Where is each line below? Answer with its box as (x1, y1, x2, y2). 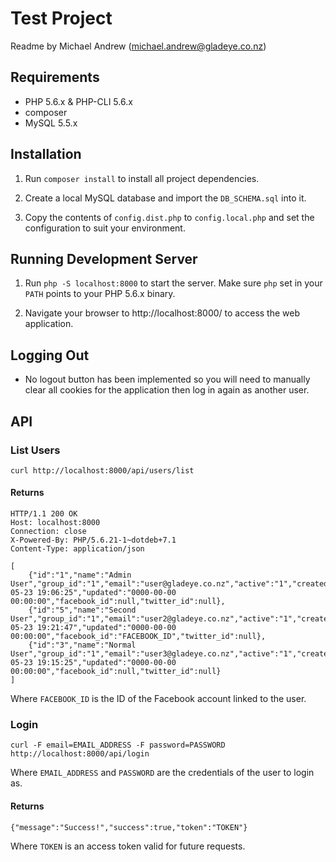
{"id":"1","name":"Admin (28, 570, 132, 581)
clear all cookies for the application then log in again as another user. (24, 384, 310, 396)
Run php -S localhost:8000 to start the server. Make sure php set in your (24, 277, 323, 289)
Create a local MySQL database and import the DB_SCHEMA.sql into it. (24, 192, 307, 204)
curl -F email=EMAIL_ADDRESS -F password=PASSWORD (10, 740, 226, 751)
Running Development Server (10, 250, 198, 267)
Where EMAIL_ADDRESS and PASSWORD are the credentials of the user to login (10, 767, 315, 779)
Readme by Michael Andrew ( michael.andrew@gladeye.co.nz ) (10, 40, 267, 52)
